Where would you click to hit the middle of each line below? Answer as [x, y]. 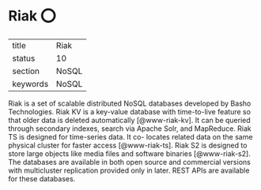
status [24, 58]
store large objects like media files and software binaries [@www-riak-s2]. [129, 153]
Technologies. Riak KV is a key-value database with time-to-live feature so [130, 111]
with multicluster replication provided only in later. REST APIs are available [129, 170]
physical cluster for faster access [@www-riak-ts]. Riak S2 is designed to [128, 145]
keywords [30, 84]
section [26, 71]
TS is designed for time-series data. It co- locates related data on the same [130, 136]
